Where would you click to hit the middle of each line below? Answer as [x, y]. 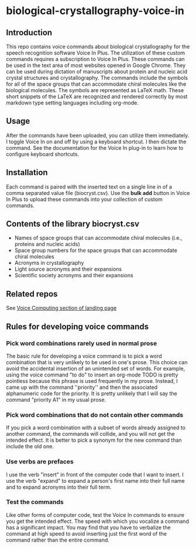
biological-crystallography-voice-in [95, 11]
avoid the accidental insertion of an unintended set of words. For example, [96, 368]
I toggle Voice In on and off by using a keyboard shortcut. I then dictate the [96, 142]
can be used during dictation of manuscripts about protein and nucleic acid [97, 71]
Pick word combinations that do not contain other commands [94, 415]
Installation [27, 172]
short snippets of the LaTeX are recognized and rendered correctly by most [97, 96]
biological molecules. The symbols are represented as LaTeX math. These [95, 90]
